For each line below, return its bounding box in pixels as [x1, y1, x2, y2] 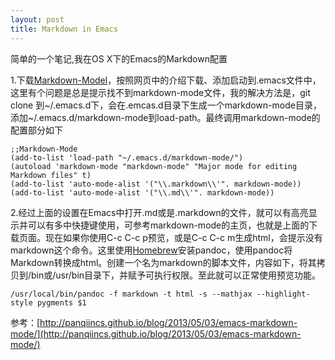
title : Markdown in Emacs [10, 24, 118, 34]
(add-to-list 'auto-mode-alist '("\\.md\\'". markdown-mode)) [10, 187, 275, 198]
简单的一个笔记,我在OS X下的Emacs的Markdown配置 [10, 52, 228, 65]
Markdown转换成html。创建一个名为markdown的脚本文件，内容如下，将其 [10, 256, 317, 268]
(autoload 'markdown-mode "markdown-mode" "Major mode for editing [10, 161, 298, 171]
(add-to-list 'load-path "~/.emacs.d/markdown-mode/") [10, 152, 244, 163]
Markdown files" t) [10, 170, 92, 180]
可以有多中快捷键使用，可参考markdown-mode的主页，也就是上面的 [27, 219, 310, 231]
